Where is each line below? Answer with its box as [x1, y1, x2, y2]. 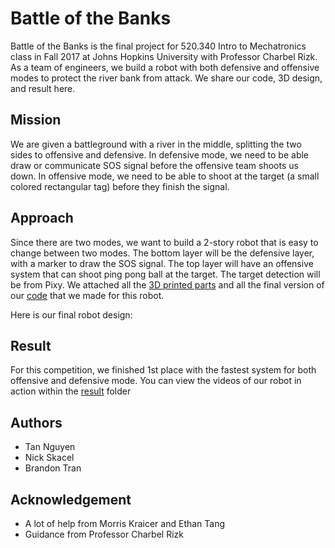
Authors [10, 414, 63, 431]
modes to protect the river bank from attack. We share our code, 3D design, [10, 72, 323, 84]
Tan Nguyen [24, 441, 76, 453]
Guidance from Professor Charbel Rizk [24, 528, 184, 540]
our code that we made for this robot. [10, 289, 165, 301]
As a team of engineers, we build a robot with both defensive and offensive [10, 61, 320, 73]
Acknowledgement [10, 491, 132, 508]
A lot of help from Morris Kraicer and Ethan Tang [24, 518, 226, 529]
